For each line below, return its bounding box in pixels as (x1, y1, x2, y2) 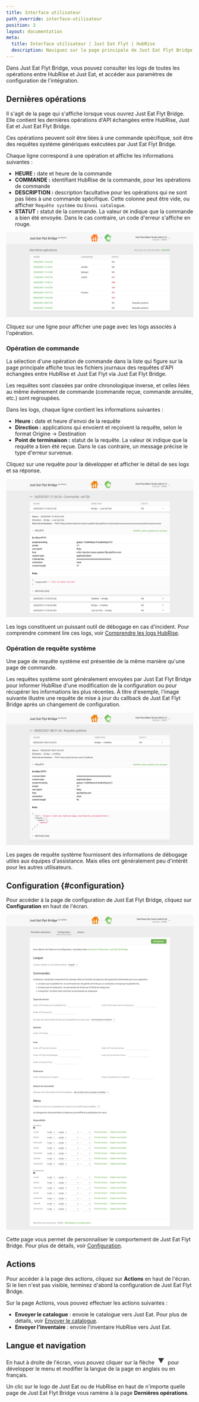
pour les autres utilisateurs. (6, 863, 73, 871)
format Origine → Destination (14, 430, 86, 437)
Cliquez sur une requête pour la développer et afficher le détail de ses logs (6, 461, 189, 468)
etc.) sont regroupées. (6, 394, 61, 402)
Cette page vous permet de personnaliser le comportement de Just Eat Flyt (6, 1235, 191, 1243)
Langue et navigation (6, 1341, 86, 1351)
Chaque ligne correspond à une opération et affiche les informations (6, 152, 174, 159)
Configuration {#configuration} (6, 881, 125, 890)
